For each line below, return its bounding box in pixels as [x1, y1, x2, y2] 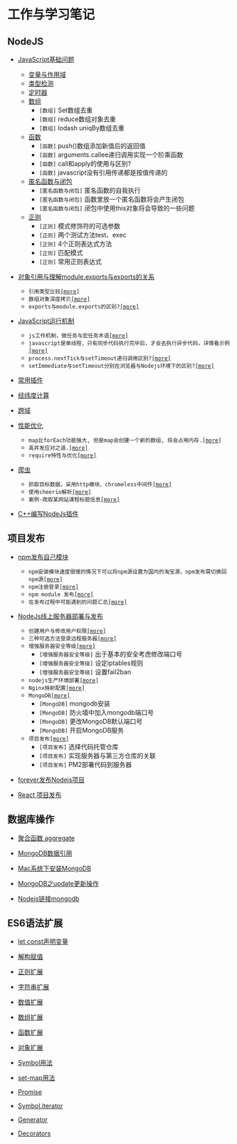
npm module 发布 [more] [28, 591, 94, 598]
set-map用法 [17, 1073, 56, 1082]
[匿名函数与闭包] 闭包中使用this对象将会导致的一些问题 [38, 204, 195, 212]
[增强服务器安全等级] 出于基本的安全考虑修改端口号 [38, 649, 183, 658]
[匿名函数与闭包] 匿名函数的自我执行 [38, 186, 141, 195]
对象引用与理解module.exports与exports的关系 [17, 272, 155, 281]
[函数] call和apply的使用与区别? [38, 160, 132, 168]
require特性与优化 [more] [28, 452, 98, 459]
